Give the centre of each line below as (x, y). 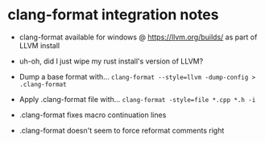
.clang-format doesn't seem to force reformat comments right (122, 130)
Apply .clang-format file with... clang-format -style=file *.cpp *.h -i (137, 99)
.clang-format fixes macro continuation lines (93, 115)
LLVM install (39, 45)
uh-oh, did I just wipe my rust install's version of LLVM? (111, 61)
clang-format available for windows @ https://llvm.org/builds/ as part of (138, 37)
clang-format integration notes (113, 15)
